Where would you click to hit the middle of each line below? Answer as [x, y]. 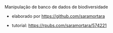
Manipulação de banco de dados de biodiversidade [56, 7]
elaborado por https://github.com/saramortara [58, 16]
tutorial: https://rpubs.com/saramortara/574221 [59, 25]
